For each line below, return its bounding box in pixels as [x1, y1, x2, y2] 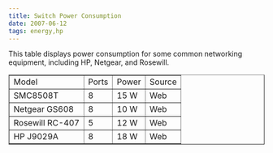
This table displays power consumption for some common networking [8, 49, 243, 59]
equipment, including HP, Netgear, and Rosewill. [8, 57, 170, 67]
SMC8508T [13, 90, 59, 101]
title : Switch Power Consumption [8, 11, 122, 20]
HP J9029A [13, 131, 59, 142]
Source [149, 76, 177, 87]
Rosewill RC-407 [13, 117, 80, 129]
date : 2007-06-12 [8, 19, 67, 28]
